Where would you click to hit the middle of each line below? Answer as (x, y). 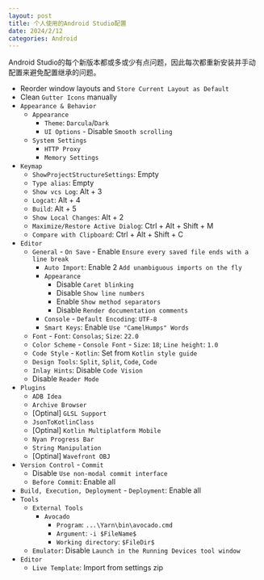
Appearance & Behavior (58, 107)
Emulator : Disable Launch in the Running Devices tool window (136, 551)
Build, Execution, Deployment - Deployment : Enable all (111, 490)
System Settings (59, 141)
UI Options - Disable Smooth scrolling (108, 132)
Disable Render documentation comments (122, 310)
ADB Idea (47, 397)
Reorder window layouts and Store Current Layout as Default (125, 89)
